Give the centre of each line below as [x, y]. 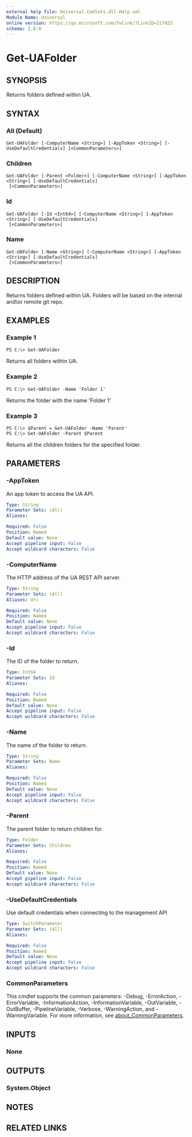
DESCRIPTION [33, 281]
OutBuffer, [19, 1009]
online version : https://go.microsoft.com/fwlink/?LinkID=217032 [89, 23]
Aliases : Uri [22, 600]
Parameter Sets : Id [31, 678]
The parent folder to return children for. [55, 828]
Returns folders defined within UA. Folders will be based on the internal [94, 295]
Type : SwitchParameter [34, 924]
